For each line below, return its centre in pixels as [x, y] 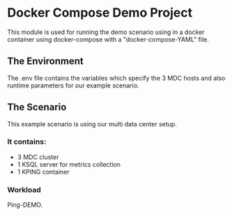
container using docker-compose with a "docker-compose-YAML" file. [108, 39]
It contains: [27, 142]
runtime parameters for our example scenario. [73, 85]
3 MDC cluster [38, 157]
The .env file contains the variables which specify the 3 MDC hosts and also [116, 78]
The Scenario [37, 107]
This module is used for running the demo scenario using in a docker [106, 32]
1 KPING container [43, 172]
